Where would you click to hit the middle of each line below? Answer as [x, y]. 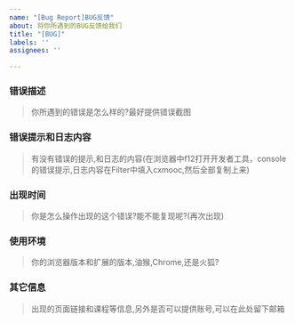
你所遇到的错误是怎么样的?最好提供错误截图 [111, 112]
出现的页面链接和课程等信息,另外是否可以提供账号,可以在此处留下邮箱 [158, 309]
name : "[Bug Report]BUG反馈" [62, 17]
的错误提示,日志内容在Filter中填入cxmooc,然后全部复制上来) [140, 169]
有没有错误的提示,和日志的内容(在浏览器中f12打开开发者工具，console [159, 158]
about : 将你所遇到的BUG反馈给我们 [66, 26]
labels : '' [29, 42]
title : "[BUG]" [37, 34]
